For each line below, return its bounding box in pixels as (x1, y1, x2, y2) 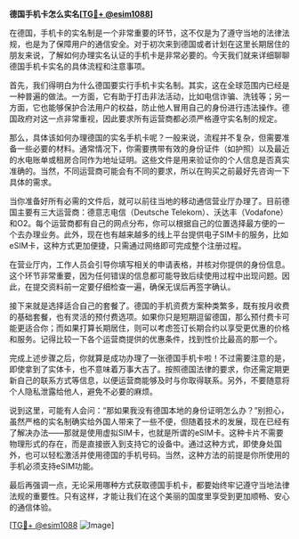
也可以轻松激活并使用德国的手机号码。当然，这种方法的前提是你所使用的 (24, 450, 290, 460)
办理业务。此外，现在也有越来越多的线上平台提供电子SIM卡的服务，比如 (24, 229, 289, 240)
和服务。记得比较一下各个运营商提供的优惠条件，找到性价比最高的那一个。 (9, 334, 282, 344)
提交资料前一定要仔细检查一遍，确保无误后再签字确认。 (32, 282, 236, 292)
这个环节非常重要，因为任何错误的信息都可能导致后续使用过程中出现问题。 (9, 271, 282, 281)
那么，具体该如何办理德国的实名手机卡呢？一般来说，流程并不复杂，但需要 (9, 133, 282, 143)
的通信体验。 (9, 502, 56, 512)
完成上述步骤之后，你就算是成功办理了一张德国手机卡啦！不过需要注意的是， (9, 353, 290, 363)
